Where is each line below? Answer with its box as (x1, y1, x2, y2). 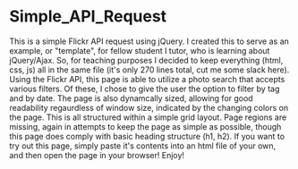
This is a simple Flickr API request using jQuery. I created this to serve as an (9, 36, 289, 46)
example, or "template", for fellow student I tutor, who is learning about (9, 45, 270, 55)
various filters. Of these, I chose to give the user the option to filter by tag (9, 83, 280, 94)
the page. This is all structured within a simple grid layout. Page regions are (9, 112, 287, 123)
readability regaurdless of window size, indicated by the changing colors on (9, 102, 289, 113)
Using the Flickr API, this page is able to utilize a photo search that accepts (9, 73, 285, 84)
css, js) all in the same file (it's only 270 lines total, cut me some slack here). (9, 64, 290, 75)
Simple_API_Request (9, 6, 167, 27)
